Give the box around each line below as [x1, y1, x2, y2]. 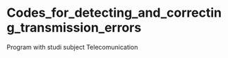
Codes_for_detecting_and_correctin [6, 5, 222, 21]
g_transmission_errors [6, 20, 142, 36]
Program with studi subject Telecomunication [6, 43, 138, 51]
